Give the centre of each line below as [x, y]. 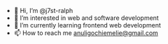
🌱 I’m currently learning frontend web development [87, 25]
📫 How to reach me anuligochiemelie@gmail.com [86, 33]
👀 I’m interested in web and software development [86, 18]
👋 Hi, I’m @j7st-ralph [43, 11]
